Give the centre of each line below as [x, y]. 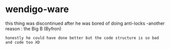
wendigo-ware [37, 9]
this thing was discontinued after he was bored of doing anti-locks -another [85, 23]
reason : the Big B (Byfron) [33, 28]
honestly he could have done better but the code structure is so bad [82, 38]
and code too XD [23, 42]
